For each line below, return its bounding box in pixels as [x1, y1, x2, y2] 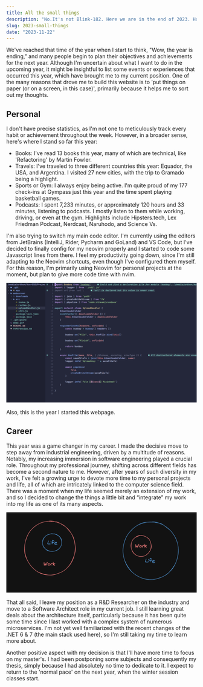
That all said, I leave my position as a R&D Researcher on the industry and [6, 599, 190, 606]
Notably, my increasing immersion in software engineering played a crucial [6, 455, 192, 462]
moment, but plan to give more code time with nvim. [6, 271, 136, 278]
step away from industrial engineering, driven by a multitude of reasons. [6, 448, 186, 456]
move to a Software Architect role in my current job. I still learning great [6, 605, 184, 612]
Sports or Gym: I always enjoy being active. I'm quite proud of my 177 [14, 182, 188, 189]
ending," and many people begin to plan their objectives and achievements [6, 53, 192, 60]
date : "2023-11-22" [6, 29, 56, 35]
